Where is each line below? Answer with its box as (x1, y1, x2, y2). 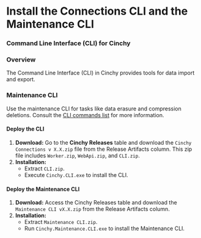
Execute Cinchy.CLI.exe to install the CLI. (24, 171, 128, 178)
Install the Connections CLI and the (6, 4, 188, 18)
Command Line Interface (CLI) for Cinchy (6, 39, 131, 48)
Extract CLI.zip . (24, 165, 65, 172)
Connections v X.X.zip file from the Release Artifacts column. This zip (15, 145, 192, 153)
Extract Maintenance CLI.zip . (24, 218, 98, 226)
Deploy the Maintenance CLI (6, 185, 80, 193)
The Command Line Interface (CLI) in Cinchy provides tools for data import (6, 69, 195, 77)
